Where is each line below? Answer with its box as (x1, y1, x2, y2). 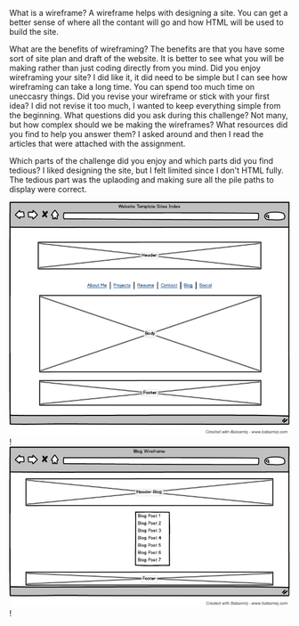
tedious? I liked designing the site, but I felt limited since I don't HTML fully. (9, 165, 285, 175)
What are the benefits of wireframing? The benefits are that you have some (9, 44, 285, 54)
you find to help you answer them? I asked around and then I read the (9, 129, 264, 139)
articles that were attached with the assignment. (9, 138, 186, 149)
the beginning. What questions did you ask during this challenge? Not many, (9, 110, 288, 120)
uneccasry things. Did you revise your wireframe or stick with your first (9, 91, 270, 102)
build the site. (9, 27, 60, 37)
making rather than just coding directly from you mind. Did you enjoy (9, 62, 261, 73)
